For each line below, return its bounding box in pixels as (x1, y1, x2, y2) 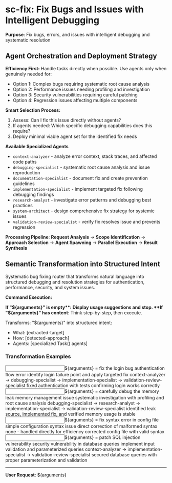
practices (12, 202, 33, 208)
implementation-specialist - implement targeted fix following (12, 186, 143, 192)
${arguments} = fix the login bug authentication (64, 365, 165, 371)
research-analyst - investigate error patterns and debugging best (12, 196, 152, 203)
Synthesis (5, 245, 28, 251)
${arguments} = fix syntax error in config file (64, 416, 159, 422)
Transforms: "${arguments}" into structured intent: (5, 319, 113, 326)
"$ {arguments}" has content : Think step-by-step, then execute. (5, 309, 142, 316)
